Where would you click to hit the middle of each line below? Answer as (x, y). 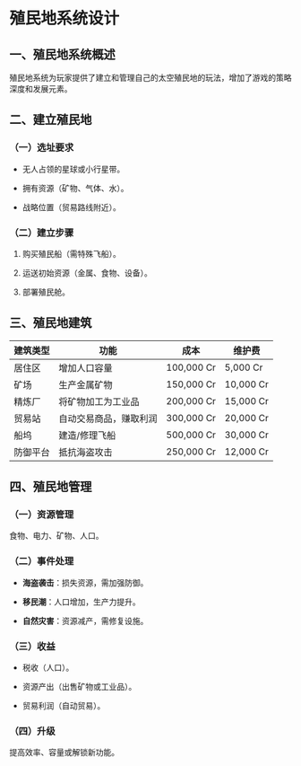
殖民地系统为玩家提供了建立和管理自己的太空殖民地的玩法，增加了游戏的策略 (150, 78)
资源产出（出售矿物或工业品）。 (79, 687)
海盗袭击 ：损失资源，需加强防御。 (85, 582)
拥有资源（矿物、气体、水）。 (75, 188)
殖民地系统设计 (64, 18)
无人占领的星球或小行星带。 (73, 169)
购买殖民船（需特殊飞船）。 (71, 253)
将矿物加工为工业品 (99, 401)
